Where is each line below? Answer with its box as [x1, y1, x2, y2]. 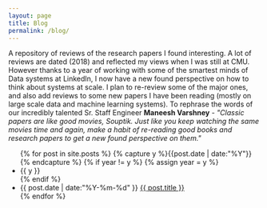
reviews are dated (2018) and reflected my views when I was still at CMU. [8, 57, 250, 66]
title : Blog [8, 19, 48, 27]
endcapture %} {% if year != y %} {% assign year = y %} [31, 158, 219, 167]
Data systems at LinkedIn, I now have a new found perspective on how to [8, 74, 249, 84]
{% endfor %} [19, 191, 66, 201]
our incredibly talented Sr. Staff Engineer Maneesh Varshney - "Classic [8, 108, 245, 118]
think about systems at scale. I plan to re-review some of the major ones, [8, 82, 249, 92]
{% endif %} [19, 174, 62, 184]
